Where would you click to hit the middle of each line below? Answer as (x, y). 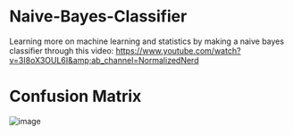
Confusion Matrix (75, 97)
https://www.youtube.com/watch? (178, 50)
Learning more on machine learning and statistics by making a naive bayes (146, 41)
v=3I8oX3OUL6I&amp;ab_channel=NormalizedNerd (104, 60)
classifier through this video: (62, 50)
